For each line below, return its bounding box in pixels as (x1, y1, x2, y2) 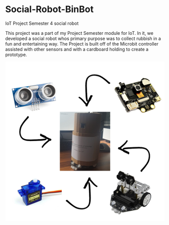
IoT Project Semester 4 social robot (5, 20, 79, 26)
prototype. (5, 52, 27, 58)
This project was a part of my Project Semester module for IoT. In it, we (5, 30, 153, 36)
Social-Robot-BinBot (5, 4, 94, 15)
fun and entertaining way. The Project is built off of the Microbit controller (5, 40, 158, 47)
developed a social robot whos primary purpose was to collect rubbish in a (5, 35, 161, 41)
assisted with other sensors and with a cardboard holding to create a (5, 46, 149, 52)
